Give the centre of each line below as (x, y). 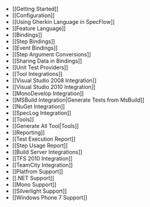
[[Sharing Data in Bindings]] (47, 61)
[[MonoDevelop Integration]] (48, 93)
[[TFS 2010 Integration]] (42, 158)
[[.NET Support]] (33, 178)
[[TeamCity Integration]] (42, 165)
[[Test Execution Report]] (44, 139)
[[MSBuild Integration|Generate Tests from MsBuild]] (78, 100)
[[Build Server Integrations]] (47, 152)
